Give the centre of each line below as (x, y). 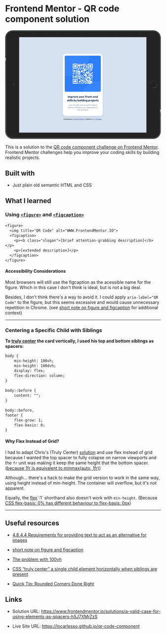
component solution (47, 19)
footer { (14, 415)
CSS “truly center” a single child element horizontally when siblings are (84, 569)
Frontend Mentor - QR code (62, 9)
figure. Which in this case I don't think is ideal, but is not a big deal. (73, 288)
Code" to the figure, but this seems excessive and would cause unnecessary (82, 302)
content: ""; (27, 396)
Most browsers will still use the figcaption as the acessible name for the (78, 282)
